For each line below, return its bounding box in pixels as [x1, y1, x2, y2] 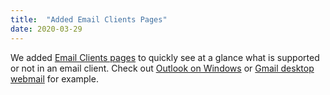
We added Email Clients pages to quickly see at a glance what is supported [10, 51, 320, 63]
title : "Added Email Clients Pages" [10, 14, 168, 25]
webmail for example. [10, 72, 99, 85]
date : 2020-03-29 [10, 24, 83, 34]
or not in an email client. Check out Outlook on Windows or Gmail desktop [10, 62, 315, 74]
